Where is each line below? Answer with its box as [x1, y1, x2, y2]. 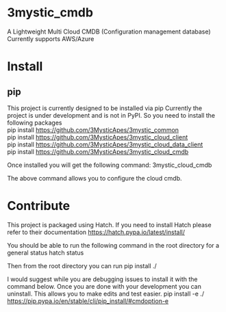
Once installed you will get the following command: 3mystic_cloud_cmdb [7, 161, 212, 169]
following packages [7, 118, 62, 127]
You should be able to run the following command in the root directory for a [7, 241, 220, 249]
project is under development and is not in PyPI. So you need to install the [7, 111, 216, 119]
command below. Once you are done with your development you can [7, 282, 202, 290]
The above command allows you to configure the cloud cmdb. [7, 174, 182, 182]
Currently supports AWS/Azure [7, 34, 95, 42]
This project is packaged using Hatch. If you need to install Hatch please [7, 220, 212, 229]
